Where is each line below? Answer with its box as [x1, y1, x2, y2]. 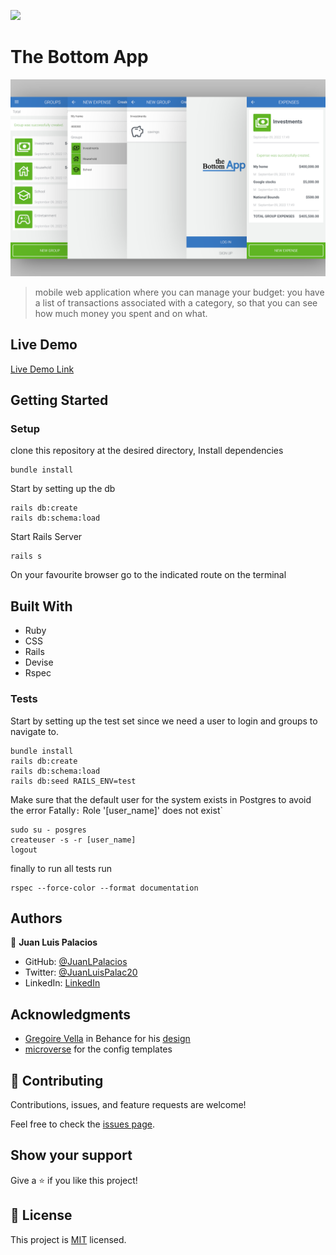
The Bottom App [10, 46, 149, 69]
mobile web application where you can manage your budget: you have [34, 286, 325, 298]
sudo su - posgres [10, 825, 87, 835]
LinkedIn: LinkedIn [24, 977, 101, 989]
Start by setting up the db [10, 483, 116, 495]
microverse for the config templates [24, 1043, 173, 1055]
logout [10, 845, 38, 855]
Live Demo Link [10, 363, 75, 375]
